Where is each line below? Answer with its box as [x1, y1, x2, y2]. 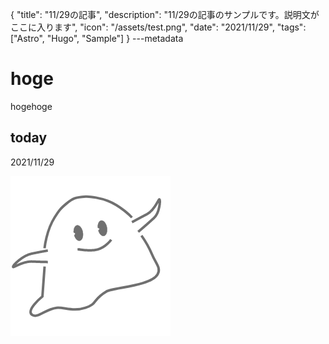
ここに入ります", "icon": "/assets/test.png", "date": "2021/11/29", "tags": [10, 21, 307, 33]
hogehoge [10, 100, 53, 112]
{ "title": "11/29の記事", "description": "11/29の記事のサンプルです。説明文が [10, 9, 320, 20]
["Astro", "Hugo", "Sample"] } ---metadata [10, 33, 184, 44]
